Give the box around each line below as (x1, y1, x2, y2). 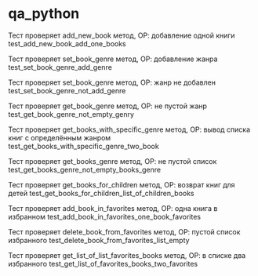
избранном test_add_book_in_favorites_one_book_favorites (8, 212, 202, 221)
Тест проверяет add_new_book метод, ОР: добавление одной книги (8, 31, 235, 40)
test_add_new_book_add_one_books (8, 38, 127, 48)
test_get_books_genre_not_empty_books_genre (8, 165, 162, 174)
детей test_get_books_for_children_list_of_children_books (8, 188, 194, 198)
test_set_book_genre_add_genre (8, 62, 112, 71)
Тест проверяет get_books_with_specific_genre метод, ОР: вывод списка (8, 125, 251, 134)
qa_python (8, 5, 80, 23)
